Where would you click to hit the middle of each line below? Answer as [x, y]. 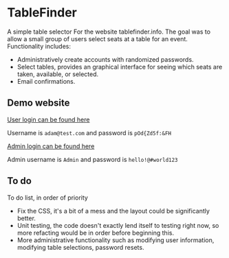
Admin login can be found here [51, 146]
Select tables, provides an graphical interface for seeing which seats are [120, 67]
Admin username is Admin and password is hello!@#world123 [92, 159]
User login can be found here [48, 119]
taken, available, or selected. [58, 74]
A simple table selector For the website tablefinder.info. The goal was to [109, 32]
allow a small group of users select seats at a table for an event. [97, 38]
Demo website [39, 103]
